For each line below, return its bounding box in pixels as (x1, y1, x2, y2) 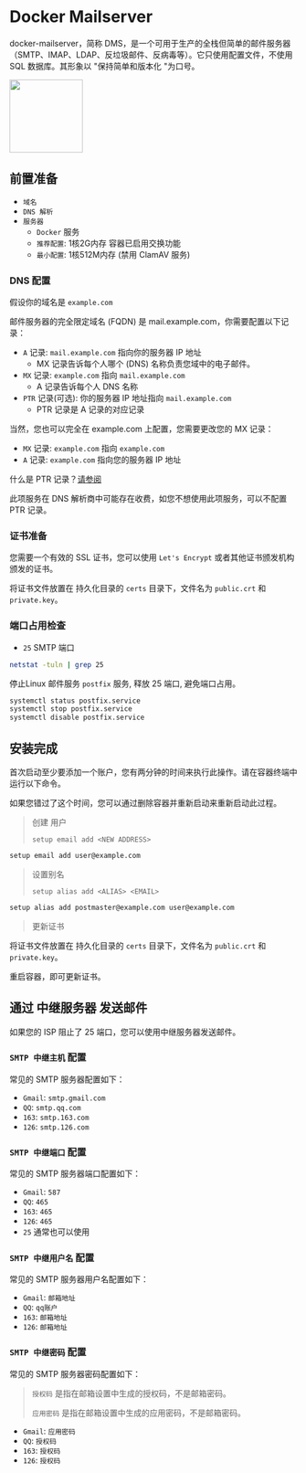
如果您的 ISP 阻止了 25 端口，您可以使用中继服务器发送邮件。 (9, 1026, 241, 1037)
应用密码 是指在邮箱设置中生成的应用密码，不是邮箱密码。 (31, 1407, 247, 1418)
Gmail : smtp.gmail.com (22, 1092, 106, 1103)
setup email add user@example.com (9, 851, 142, 860)
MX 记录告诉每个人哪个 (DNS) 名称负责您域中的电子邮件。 (36, 358, 256, 369)
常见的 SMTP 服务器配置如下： (9, 1074, 125, 1085)
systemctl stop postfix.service (9, 705, 132, 714)
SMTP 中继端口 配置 (9, 1145, 87, 1158)
